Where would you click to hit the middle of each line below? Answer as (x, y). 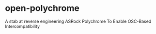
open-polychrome (42, 8)
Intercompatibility (23, 26)
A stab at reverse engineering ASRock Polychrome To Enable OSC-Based (78, 21)
